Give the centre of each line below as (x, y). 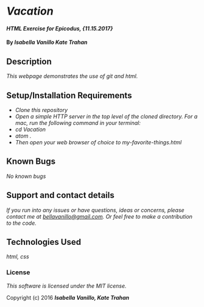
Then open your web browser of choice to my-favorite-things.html (98, 142)
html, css (18, 256)
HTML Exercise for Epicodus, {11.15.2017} (60, 28)
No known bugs (26, 176)
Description (29, 61)
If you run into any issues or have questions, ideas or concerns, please (95, 210)
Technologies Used (44, 242)
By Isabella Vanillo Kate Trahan (47, 42)
